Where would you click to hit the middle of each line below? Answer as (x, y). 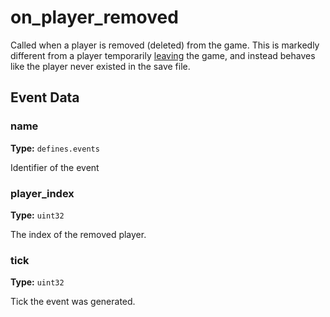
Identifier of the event (55, 167)
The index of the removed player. (78, 234)
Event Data (45, 97)
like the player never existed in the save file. (100, 66)
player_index (42, 193)
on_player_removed (94, 17)
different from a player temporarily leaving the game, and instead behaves (163, 55)
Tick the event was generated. (73, 302)
